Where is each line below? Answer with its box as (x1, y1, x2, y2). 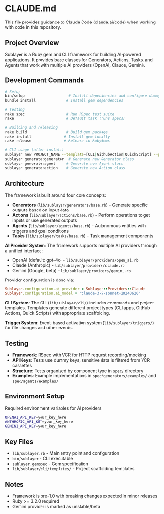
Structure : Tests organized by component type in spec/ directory (12, 368, 143, 374)
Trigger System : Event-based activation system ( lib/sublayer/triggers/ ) (5, 320, 154, 326)
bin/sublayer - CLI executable (12, 456, 73, 462)
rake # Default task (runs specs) (5, 116, 125, 121)
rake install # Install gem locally (5, 134, 110, 139)
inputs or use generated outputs (12, 217, 77, 223)
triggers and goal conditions (12, 228, 69, 234)
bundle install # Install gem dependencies (5, 98, 123, 103)
